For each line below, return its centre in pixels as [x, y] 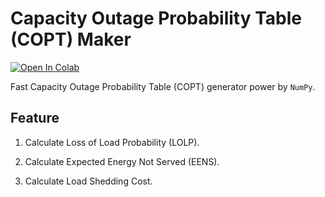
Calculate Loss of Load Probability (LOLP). [112, 142]
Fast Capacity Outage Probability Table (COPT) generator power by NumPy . [163, 86]
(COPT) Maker [71, 39]
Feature [35, 118]
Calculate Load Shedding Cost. [88, 181]
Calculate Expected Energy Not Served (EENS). [122, 161]
